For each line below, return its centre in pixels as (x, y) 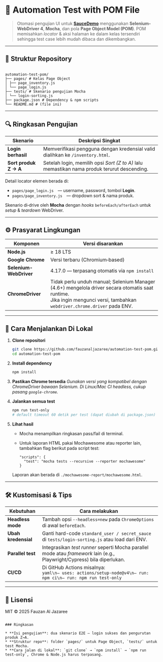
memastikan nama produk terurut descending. (96, 169)
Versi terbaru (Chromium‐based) (87, 260)
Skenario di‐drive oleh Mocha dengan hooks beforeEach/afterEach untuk (78, 205)
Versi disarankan (103, 244)
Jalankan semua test (33, 401)
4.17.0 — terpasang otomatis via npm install (102, 271)
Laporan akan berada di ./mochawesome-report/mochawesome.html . (77, 474)
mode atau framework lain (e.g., (78, 554)
